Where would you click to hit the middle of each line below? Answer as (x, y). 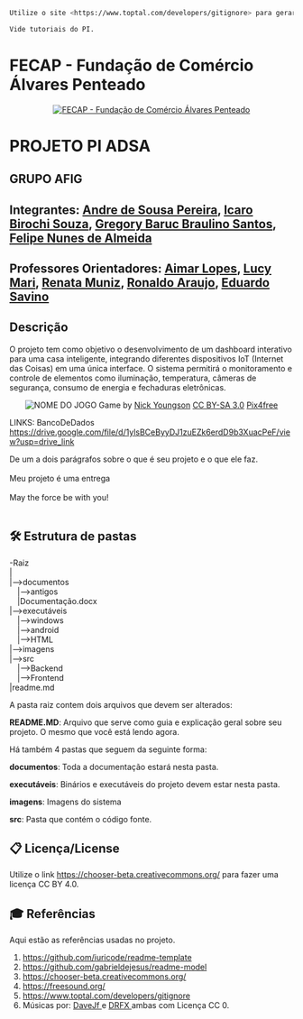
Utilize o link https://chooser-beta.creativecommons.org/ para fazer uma (144, 875)
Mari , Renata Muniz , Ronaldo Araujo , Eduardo (140, 283)
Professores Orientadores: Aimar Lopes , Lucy (141, 269)
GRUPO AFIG (46, 179)
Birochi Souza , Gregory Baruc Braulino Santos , (143, 224)
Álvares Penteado (78, 84)
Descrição (39, 328)
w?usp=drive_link (42, 441)
